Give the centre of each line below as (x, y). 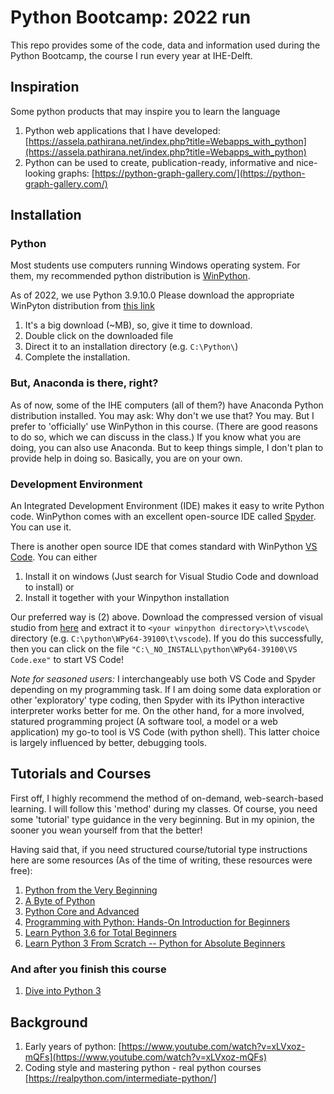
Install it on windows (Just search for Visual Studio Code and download (171, 577)
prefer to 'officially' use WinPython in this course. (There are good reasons (164, 426)
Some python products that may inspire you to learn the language (145, 111)
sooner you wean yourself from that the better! (106, 830)
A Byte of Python (60, 900)
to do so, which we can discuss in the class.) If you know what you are (156, 437)
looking (40, 173)
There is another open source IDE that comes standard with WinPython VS (164, 547)
